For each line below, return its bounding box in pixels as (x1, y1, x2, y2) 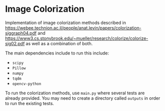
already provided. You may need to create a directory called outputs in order (5, 95, 161, 101)
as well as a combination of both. (26, 40, 93, 46)
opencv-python (12, 81, 41, 86)
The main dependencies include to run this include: (5, 50, 109, 56)
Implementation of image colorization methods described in (5, 20, 127, 26)
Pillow (12, 65, 26, 71)
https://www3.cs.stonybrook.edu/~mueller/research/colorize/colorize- (5, 35, 149, 41)
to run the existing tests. (5, 100, 54, 106)
